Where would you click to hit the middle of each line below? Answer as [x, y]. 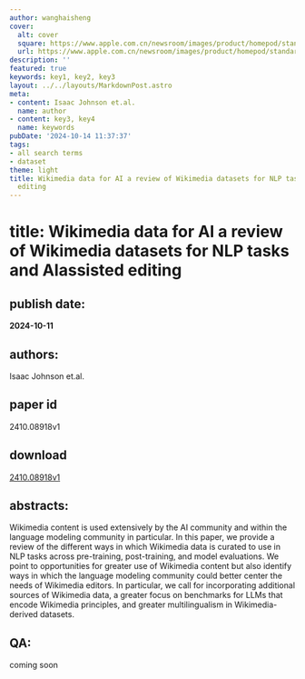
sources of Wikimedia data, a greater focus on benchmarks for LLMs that [146, 595]
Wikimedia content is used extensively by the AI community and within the [148, 527]
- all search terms [46, 153]
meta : [20, 94]
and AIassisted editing [96, 270]
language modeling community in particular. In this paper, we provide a [142, 537]
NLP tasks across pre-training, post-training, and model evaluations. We [144, 556]
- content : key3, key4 [52, 119]
